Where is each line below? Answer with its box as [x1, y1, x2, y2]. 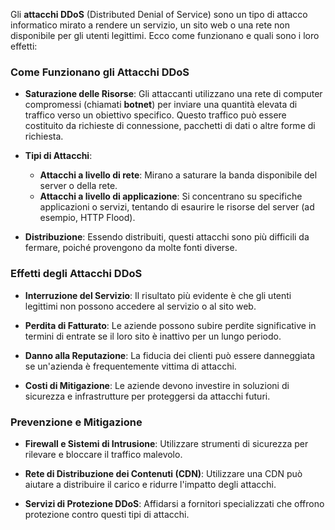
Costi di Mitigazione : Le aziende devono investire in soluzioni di [24, 379, 290, 391]
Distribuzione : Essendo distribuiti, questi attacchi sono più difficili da [24, 231, 310, 243]
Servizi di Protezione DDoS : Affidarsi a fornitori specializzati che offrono [24, 497, 325, 509]
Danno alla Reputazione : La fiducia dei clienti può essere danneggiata [24, 349, 316, 361]
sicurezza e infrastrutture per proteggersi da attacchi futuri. [24, 390, 271, 402]
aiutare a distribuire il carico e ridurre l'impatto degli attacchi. [24, 478, 277, 490]
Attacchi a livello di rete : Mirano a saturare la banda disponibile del [39, 169, 318, 181]
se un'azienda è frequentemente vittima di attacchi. [24, 360, 237, 372]
